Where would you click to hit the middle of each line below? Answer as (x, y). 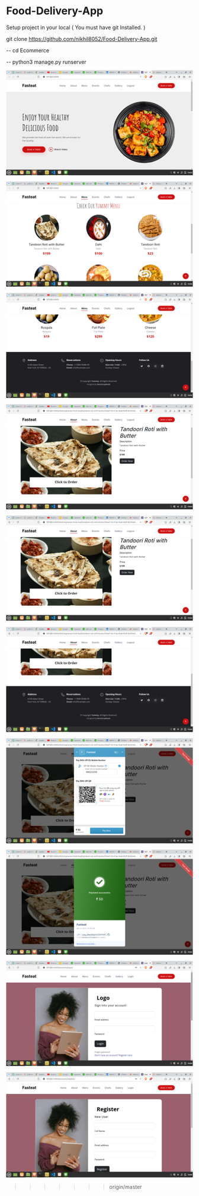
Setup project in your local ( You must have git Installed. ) (76, 27)
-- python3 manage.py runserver (46, 62)
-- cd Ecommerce (28, 50)
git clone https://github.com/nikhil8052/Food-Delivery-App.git (82, 39)
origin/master (126, 1186)
